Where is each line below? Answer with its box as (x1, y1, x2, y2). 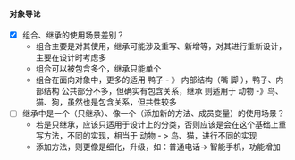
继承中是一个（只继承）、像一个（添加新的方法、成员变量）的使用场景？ (21, 108, 285, 119)
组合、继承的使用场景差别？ (21, 29, 125, 40)
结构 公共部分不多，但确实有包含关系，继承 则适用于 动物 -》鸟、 (43, 86, 283, 97)
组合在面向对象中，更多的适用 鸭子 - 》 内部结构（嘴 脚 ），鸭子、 (35, 74, 276, 85)
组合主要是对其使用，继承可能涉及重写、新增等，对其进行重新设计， (35, 41, 287, 52)
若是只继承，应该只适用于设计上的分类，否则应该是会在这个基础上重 (35, 119, 287, 130)
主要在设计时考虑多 (35, 52, 107, 63)
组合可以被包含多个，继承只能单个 (35, 63, 162, 74)
